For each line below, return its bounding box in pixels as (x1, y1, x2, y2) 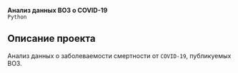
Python (7, 13, 27, 21)
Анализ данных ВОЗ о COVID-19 (7, 6, 108, 14)
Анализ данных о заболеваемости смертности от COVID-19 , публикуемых (7, 51, 232, 60)
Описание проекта (7, 33, 96, 45)
